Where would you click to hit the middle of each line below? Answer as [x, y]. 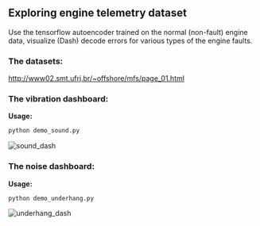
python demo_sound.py [44, 131]
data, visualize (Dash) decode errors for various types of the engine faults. [130, 40]
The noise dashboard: [52, 167]
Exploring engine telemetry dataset [97, 13]
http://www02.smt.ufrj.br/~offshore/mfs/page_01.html [97, 79]
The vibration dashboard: [58, 99]
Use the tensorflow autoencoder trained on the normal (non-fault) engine [128, 32]
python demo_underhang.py [51, 198]
